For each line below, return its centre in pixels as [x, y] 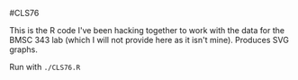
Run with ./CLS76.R [45, 67]
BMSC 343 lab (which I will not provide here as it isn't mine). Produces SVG [149, 40]
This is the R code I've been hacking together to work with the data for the [147, 30]
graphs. [23, 49]
